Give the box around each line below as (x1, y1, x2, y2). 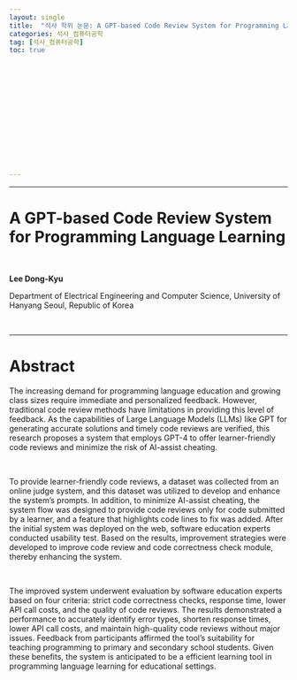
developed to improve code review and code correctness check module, (9, 542, 274, 553)
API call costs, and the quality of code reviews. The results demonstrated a (9, 605, 283, 615)
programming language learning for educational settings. (9, 661, 217, 671)
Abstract (9, 356, 75, 377)
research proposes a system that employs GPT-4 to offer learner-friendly (9, 432, 276, 443)
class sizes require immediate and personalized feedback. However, (9, 395, 258, 405)
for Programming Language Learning (9, 227, 286, 248)
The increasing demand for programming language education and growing (9, 386, 281, 396)
